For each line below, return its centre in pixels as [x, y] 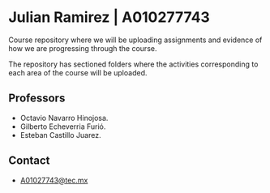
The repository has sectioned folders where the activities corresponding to [133, 64]
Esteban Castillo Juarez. [60, 135]
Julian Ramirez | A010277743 [109, 17]
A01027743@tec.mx [54, 180]
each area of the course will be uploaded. [78, 72]
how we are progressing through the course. [83, 48]
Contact [29, 161]
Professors [37, 99]
